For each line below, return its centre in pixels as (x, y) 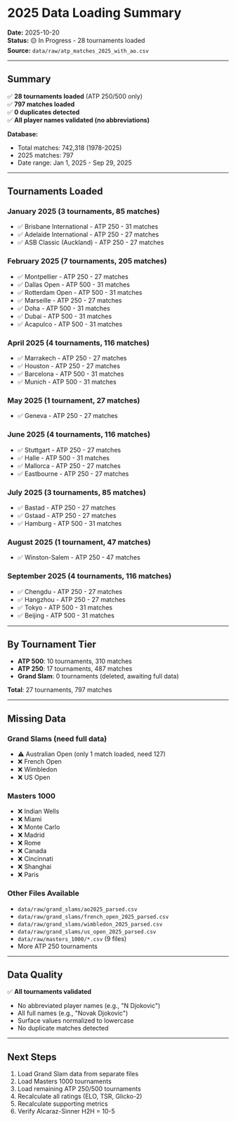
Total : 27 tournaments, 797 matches (60, 690)
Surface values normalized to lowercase (76, 1021)
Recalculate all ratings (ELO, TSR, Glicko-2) (80, 1097)
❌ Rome (29, 843)
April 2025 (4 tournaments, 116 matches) (78, 343)
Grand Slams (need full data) (57, 738)
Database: (23, 134)
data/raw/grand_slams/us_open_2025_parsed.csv (87, 932)
